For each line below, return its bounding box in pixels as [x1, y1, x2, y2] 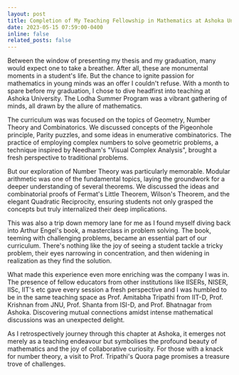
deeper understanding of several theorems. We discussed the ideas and [7, 182, 219, 191]
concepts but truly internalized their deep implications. [7, 205, 167, 213]
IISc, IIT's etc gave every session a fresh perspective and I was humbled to [7, 285, 228, 294]
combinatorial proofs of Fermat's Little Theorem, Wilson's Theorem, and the [7, 190, 230, 199]
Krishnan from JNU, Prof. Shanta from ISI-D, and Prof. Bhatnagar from [7, 300, 212, 310]
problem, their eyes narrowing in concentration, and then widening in [7, 249, 210, 258]
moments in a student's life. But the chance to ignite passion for [7, 72, 194, 80]
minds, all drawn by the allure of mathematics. [7, 102, 143, 110]
